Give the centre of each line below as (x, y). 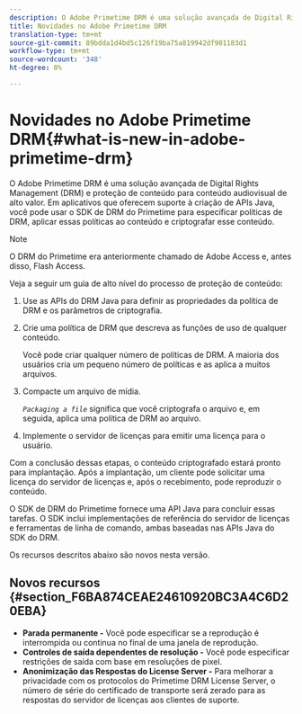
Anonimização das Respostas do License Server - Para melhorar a (148, 671)
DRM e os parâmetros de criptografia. (92, 310)
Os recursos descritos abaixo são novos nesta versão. (110, 555)
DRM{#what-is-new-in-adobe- (127, 139)
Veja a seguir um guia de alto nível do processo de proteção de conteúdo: (146, 283)
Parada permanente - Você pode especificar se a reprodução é (140, 633)
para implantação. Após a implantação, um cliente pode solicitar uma (137, 472)
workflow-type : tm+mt (50, 51)
